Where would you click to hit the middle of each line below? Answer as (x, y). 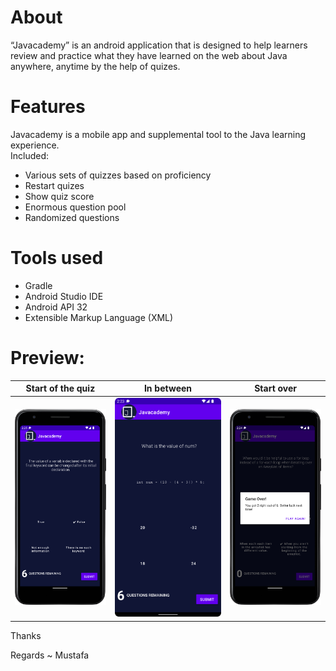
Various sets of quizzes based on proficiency (118, 175)
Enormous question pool (75, 207)
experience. (35, 145)
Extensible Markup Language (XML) (99, 317)
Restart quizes (54, 185)
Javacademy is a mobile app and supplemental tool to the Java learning (158, 134)
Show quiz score (59, 196)
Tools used (57, 258)
